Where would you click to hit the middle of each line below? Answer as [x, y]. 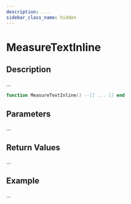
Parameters [29, 114]
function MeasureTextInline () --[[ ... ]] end [65, 95]
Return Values [33, 148]
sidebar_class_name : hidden [41, 18]
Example [23, 181]
